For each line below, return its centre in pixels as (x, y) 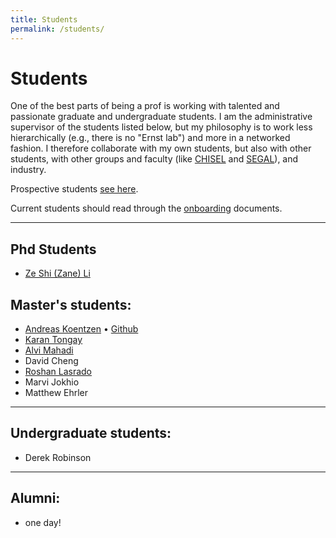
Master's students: (71, 304)
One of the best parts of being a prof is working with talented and (145, 106)
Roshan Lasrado (58, 372)
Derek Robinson (58, 457)
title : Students (44, 19)
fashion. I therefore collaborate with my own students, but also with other (161, 148)
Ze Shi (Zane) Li (57, 273)
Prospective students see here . (74, 189)
